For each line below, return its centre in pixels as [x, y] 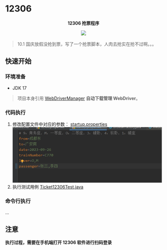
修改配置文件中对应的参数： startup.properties [60, 124]
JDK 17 [19, 88]
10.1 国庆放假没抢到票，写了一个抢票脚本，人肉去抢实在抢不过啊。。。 [87, 44]
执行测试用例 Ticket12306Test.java [48, 187]
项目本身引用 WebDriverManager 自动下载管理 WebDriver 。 [79, 98]
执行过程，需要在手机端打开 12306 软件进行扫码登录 [59, 242]
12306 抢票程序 [83, 23]
